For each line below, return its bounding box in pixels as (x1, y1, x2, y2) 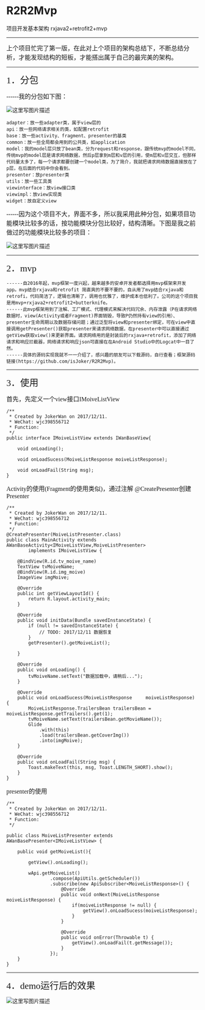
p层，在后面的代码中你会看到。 (6, 165, 73, 172)
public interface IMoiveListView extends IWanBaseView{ (6, 435, 151, 441)
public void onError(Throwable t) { (60, 934, 154, 941)
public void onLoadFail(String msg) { (17, 759, 116, 765)
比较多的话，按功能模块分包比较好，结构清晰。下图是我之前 (24, 219, 196, 227)
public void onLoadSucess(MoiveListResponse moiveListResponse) (17, 694, 195, 701)
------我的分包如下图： (6, 93, 68, 100)
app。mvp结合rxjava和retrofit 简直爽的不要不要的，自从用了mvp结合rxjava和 (6, 286, 184, 293)
